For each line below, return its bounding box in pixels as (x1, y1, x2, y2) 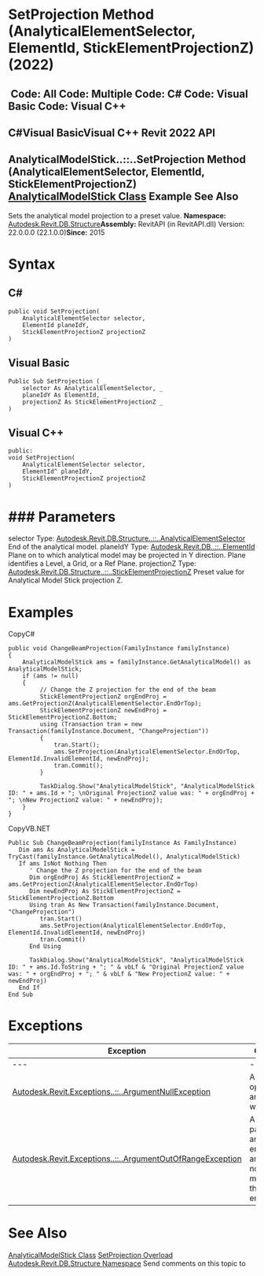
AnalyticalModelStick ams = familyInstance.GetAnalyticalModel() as (22, 658, 251, 667)
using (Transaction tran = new (39, 720, 143, 728)
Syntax (8, 255, 56, 273)
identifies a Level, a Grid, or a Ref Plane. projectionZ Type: (8, 559, 196, 568)
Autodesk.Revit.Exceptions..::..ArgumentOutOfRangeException (12, 1153, 242, 1164)
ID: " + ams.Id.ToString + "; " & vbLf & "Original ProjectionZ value (8, 963, 244, 971)
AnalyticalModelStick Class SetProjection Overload (8, 1251, 174, 1260)
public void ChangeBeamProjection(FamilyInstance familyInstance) (8, 645, 230, 653)
